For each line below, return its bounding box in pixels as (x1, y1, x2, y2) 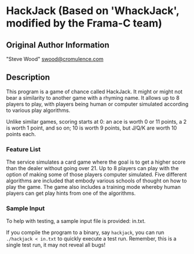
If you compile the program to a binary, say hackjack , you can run (6, 229, 165, 236)
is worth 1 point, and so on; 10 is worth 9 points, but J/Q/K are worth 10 (6, 124, 178, 131)
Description (6, 72, 50, 83)
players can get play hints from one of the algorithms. (6, 189, 136, 197)
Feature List (6, 145, 41, 153)
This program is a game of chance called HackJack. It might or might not (6, 88, 183, 95)
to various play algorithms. (6, 107, 71, 114)
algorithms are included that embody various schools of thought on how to (6, 177, 187, 184)
